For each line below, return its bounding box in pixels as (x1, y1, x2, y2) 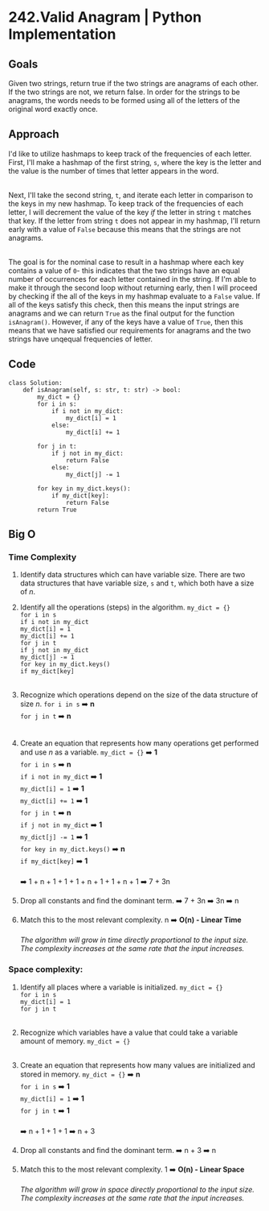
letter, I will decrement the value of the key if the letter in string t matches (8, 207, 251, 217)
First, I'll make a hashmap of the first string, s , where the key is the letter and (8, 157, 262, 167)
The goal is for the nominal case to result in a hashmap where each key (8, 257, 245, 267)
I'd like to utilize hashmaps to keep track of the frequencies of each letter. (8, 149, 252, 159)
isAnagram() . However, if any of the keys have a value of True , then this (8, 316, 243, 326)
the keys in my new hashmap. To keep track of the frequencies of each (8, 198, 243, 209)
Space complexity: (8, 964, 84, 975)
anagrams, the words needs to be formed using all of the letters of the (8, 96, 241, 105)
